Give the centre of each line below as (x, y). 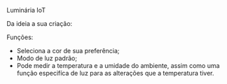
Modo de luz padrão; (47, 58)
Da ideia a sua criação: (40, 23)
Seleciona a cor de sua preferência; (68, 51)
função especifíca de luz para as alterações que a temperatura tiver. (115, 73)
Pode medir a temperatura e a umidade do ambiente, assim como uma (118, 65)
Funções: (20, 37)
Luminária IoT (26, 10)
